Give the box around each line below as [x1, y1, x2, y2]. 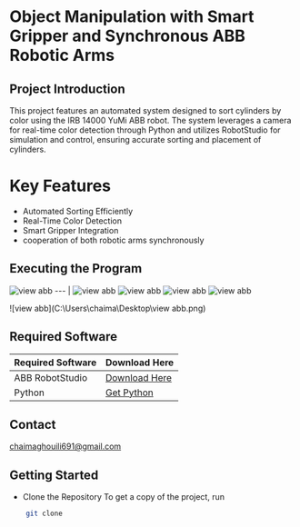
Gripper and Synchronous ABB [9, 25, 245, 46]
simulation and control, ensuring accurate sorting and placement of [9, 134, 262, 144]
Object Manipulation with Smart [9, 6, 255, 27]
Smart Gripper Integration [22, 224, 119, 235]
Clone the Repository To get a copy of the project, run [22, 492, 225, 502]
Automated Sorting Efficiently [22, 205, 134, 216]
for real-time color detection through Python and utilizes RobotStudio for [9, 124, 281, 135]
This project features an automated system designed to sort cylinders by [9, 105, 282, 115]
